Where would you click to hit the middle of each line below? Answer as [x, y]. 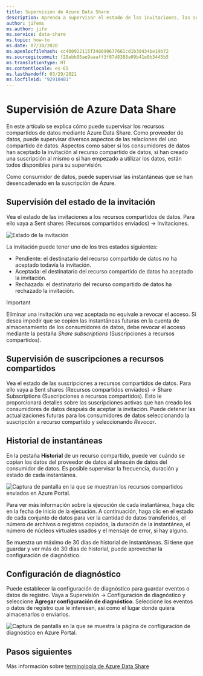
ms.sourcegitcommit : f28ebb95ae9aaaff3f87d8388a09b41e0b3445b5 [88, 57]
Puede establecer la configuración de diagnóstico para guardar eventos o [98, 589]
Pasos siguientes [39, 651]
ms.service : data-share [36, 35]
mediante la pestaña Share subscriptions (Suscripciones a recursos [91, 333]
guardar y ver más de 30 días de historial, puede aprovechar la [85, 549]
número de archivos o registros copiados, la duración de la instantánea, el [98, 524]
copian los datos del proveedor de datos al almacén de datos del [87, 462]
